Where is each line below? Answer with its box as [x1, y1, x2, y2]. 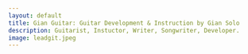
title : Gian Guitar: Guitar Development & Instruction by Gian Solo [8, 19, 240, 27]
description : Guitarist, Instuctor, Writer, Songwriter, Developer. [8, 26, 240, 34]
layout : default [8, 11, 62, 20]
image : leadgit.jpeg [8, 33, 77, 42]
